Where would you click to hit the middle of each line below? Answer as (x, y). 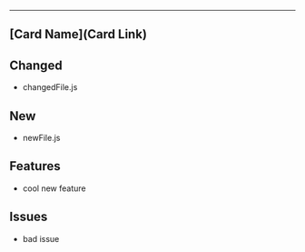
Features (35, 166)
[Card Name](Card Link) (79, 34)
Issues (29, 217)
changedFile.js (50, 87)
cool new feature (54, 188)
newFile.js (41, 138)
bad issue (41, 238)
